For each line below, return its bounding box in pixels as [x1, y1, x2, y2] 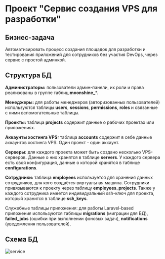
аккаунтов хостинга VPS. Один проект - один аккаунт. [5, 139, 120, 145]
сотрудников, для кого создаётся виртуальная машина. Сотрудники [5, 179, 150, 186]
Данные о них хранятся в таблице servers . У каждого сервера [28, 154, 161, 160]
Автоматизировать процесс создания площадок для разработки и [5, 47, 146, 52]
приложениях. [5, 124, 36, 130]
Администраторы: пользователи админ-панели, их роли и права [5, 84, 144, 90]
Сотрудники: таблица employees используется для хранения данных [5, 174, 153, 180]
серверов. [5, 154, 27, 160]
